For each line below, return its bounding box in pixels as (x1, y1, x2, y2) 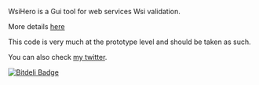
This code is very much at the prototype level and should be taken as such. (8, 37, 251, 46)
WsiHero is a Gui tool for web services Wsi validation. (8, 7, 181, 16)
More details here (8, 22, 65, 31)
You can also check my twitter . (8, 53, 108, 61)
